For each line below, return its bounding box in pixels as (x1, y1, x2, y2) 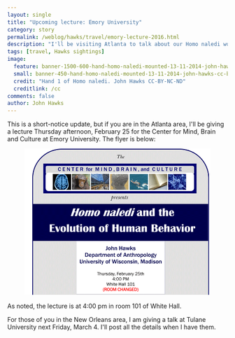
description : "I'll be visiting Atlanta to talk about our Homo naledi (7, 41, 220, 48)
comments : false (7, 92, 55, 99)
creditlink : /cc (13, 85, 61, 92)
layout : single (7, 11, 52, 18)
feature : (13, 63, 39, 70)
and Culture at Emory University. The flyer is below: (7, 135, 156, 143)
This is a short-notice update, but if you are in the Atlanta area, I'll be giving (7, 120, 225, 129)
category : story (7, 26, 55, 33)
